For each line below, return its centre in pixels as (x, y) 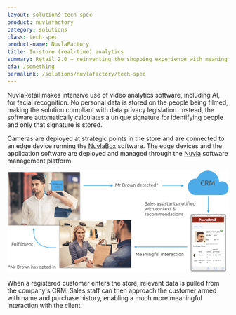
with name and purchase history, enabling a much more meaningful (105, 297)
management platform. (40, 161)
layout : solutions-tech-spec (50, 15)
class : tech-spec (33, 37)
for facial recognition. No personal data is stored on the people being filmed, (118, 102)
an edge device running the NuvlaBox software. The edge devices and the (115, 146)
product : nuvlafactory (40, 22)
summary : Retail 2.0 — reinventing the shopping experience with (105, 60)
